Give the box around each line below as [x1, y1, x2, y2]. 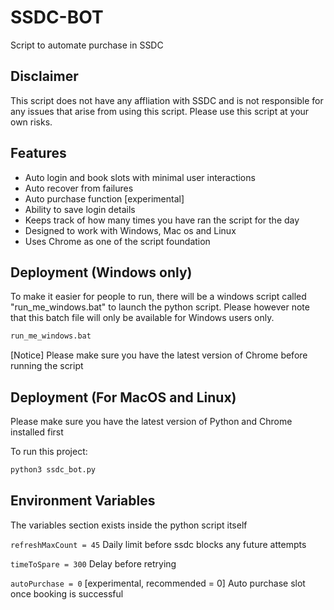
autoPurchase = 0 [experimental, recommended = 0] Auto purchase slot [10, 577, 306, 589]
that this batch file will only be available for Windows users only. [10, 312, 275, 324]
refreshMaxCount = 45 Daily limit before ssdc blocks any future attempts [10, 538, 307, 550]
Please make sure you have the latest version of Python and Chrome [10, 416, 293, 428]
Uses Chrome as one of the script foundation [24, 235, 211, 247]
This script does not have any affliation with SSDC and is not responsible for [10, 94, 324, 106]
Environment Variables [10, 492, 156, 510]
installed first [10, 426, 64, 438]
